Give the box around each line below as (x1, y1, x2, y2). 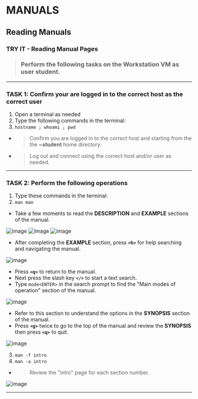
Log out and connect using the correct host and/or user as (29, 153, 172, 160)
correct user (6, 97, 42, 105)
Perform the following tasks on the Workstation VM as (20, 60, 180, 68)
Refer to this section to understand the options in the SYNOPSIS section (14, 310, 190, 317)
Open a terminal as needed (14, 111, 81, 118)
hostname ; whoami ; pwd (14, 124, 76, 130)
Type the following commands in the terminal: (14, 117, 126, 124)
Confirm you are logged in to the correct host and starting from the (29, 135, 192, 142)
